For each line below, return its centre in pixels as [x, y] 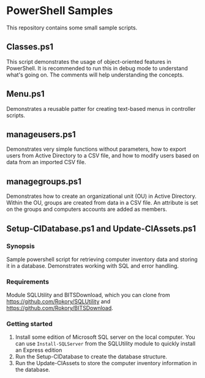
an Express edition [39, 350]
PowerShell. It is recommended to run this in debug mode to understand [97, 68]
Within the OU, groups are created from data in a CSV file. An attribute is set [102, 203]
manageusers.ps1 [41, 134]
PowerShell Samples [60, 11]
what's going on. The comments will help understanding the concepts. [95, 75]
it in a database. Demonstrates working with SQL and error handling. [93, 266]
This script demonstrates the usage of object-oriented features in [89, 61]
